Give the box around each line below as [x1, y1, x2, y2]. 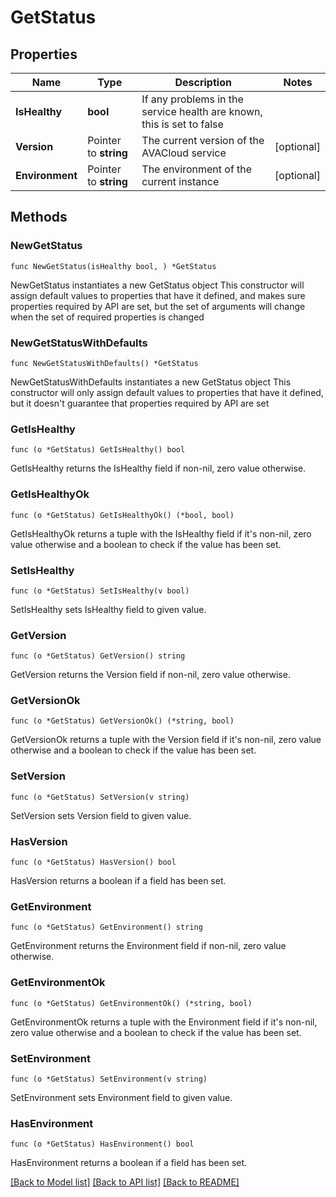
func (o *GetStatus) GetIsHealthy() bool [10, 445, 186, 455]
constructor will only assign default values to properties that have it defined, [10, 386, 324, 398]
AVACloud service [141, 146, 227, 160]
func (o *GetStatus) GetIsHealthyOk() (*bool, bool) [10, 510, 235, 520]
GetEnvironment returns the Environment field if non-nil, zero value [10, 940, 287, 952]
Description [174, 76, 232, 89]
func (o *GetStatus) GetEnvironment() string [10, 922, 203, 933]
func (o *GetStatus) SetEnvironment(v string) [10, 1074, 208, 1084]
